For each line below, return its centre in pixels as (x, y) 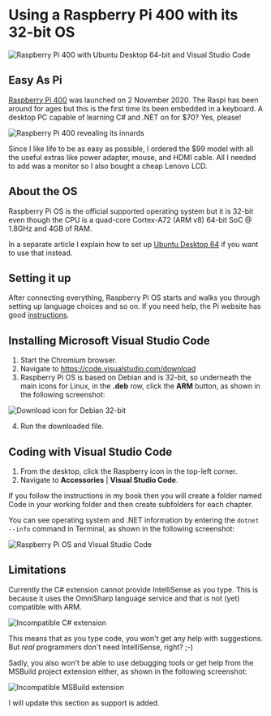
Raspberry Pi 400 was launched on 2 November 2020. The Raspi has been (133, 100)
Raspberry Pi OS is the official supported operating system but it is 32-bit (131, 211)
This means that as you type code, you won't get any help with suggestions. (136, 638)
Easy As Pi (35, 80)
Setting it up (40, 278)
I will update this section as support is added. (84, 703)
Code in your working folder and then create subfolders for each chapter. (131, 504)
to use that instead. (41, 253)
